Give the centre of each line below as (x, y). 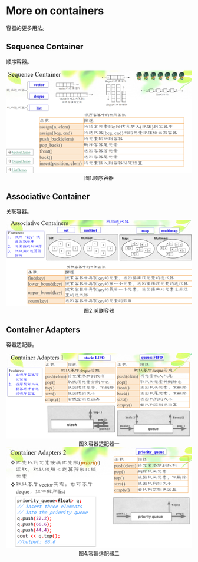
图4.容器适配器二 (99, 553)
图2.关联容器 (99, 311)
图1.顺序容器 (99, 177)
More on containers (55, 11)
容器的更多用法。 (27, 28)
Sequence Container (45, 47)
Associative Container (48, 196)
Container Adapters (43, 330)
